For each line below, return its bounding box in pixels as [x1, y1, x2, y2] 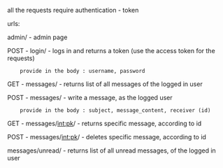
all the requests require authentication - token [7, 6, 139, 14]
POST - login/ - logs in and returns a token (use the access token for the [7, 47, 215, 55]
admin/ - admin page [7, 33, 68, 41]
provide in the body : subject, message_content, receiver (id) [20, 107, 211, 114]
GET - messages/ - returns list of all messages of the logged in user [7, 80, 203, 88]
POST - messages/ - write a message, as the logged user [7, 94, 173, 101]
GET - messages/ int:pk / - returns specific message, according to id [7, 119, 202, 127]
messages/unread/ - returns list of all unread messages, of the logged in [7, 146, 217, 155]
